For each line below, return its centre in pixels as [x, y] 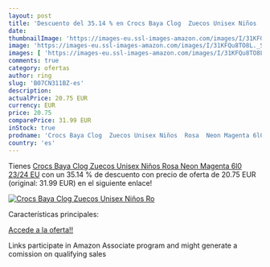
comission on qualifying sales [57, 253]
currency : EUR [32, 105]
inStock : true [32, 128]
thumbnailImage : [35, 38]
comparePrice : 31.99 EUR [50, 121]
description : [30, 90]
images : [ [25, 53]
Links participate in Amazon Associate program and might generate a [123, 245]
